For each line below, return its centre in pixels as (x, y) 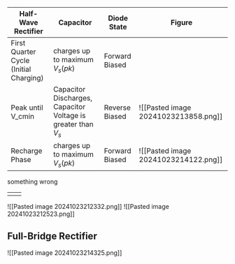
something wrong (33, 182)
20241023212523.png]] (41, 214)
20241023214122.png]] (181, 159)
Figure (181, 22)
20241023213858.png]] (181, 116)
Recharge (27, 151)
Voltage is (70, 116)
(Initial (21, 69)
